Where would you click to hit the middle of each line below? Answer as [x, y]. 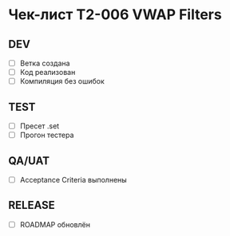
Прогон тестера [47, 135]
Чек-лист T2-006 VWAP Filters [115, 15]
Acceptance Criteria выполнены [73, 179]
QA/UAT [29, 161]
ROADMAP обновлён [55, 224]
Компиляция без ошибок [62, 81]
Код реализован [48, 73]
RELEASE [32, 205]
